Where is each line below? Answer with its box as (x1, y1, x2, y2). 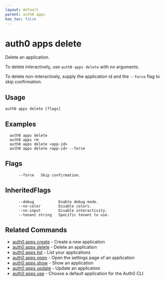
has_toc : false (5, 16, 37, 21)
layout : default (5, 7, 39, 12)
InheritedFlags (5, 186, 51, 195)
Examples (5, 120, 36, 128)
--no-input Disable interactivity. (18, 208, 108, 213)
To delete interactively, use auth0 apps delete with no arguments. (5, 64, 140, 70)
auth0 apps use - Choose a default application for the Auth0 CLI (12, 271, 144, 277)
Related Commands (5, 225, 67, 234)
